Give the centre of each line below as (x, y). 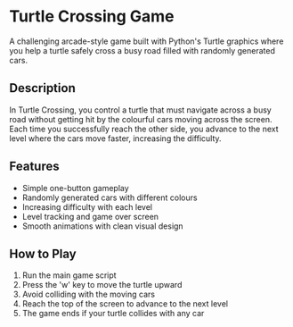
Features (34, 167)
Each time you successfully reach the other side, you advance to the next (144, 129)
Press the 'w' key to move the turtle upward (102, 285)
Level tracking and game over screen (90, 216)
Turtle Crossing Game (92, 17)
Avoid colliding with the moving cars (89, 294)
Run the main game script (69, 275)
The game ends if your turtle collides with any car (113, 314)
